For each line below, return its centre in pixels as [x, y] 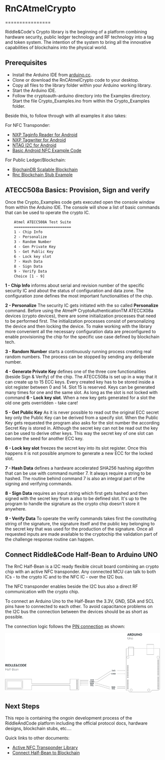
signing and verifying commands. [39, 484]
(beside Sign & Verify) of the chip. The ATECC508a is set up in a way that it [81, 376]
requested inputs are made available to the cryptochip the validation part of [82, 534]
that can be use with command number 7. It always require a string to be [78, 473]
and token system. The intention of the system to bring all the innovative [78, 42]
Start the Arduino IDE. [34, 90]
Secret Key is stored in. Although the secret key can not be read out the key [82, 428]
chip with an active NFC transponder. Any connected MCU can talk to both [81, 572]
